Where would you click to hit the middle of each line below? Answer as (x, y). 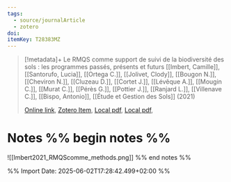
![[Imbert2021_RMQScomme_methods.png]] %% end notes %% (99, 158)
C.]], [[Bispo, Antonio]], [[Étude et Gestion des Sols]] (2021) (110, 97)
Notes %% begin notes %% (89, 138)
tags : (15, 14)
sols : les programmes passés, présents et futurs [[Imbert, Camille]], (122, 67)
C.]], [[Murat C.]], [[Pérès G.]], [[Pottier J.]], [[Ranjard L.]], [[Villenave (123, 89)
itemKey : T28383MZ (34, 40)
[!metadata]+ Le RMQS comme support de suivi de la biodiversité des (124, 59)
